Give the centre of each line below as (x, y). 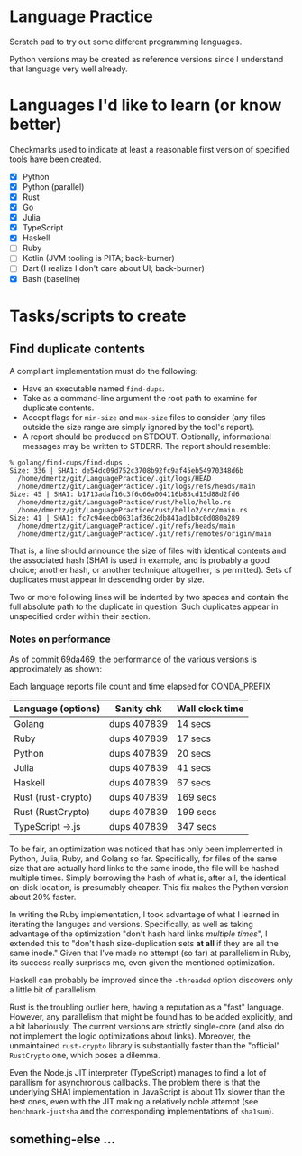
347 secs (197, 826)
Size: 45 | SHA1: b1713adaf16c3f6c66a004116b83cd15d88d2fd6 (125, 494)
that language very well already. (69, 69)
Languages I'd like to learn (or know (146, 105)
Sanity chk (138, 709)
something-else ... (62, 1139)
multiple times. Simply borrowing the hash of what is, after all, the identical (148, 878)
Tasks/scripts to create (98, 316)
